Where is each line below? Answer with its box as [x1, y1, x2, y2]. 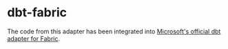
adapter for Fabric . [7, 34, 61, 42]
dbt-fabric [7, 5, 68, 20]
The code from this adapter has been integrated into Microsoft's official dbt [7, 27, 221, 35]
